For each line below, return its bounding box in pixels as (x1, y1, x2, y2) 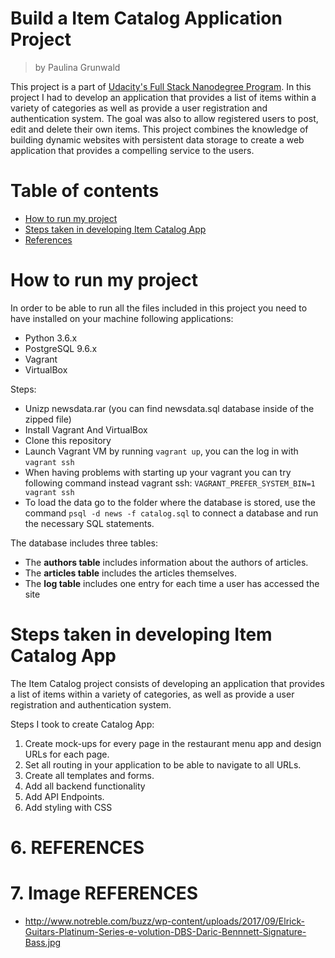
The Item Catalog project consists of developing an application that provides (10, 677, 325, 689)
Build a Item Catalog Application (10, 7, 283, 30)
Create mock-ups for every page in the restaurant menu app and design (24, 737, 322, 749)
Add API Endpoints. (24, 790, 105, 802)
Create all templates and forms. (24, 769, 155, 781)
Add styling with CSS (24, 801, 113, 813)
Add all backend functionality (24, 780, 146, 792)
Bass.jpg (24, 936, 62, 948)
